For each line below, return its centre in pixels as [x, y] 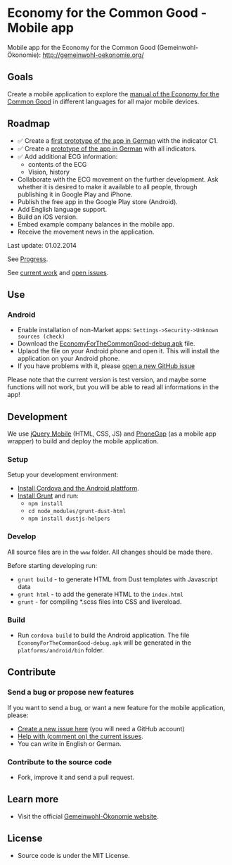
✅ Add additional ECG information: [67, 156]
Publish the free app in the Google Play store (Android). [97, 201]
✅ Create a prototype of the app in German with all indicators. [107, 149]
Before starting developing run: [52, 565]
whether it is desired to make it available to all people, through [108, 187]
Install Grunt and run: [48, 496]
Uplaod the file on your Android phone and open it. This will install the [118, 351]
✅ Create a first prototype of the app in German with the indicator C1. [118, 140]
